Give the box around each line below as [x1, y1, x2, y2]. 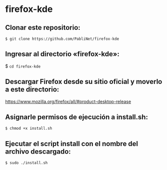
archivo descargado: [5, 147, 71, 156]
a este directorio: [5, 85, 59, 94]
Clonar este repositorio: [5, 23, 81, 32]
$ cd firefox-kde [5, 63, 41, 69]
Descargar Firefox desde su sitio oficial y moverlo [5, 78, 163, 86]
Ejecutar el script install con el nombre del [5, 139, 139, 148]
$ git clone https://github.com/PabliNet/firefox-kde [5, 36, 120, 41]
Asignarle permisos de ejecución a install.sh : [5, 113, 148, 121]
